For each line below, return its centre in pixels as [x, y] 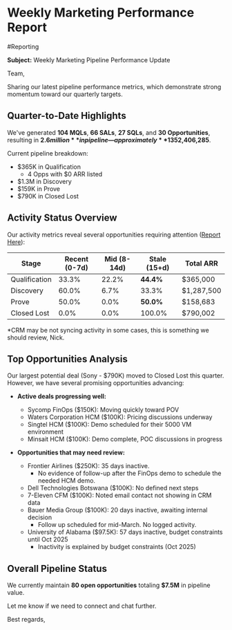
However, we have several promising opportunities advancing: [96, 383]
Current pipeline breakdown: [48, 153]
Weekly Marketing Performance [101, 13]
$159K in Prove [39, 189]
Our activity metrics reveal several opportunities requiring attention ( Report [114, 234]
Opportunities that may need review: [71, 453]
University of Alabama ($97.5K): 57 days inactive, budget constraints [125, 532]
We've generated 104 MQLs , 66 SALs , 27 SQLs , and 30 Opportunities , [109, 132]
